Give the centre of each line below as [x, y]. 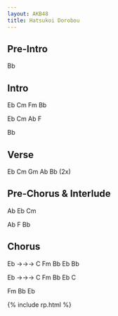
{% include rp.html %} [39, 305]
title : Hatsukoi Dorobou [44, 20]
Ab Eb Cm [22, 211]
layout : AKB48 [28, 14]
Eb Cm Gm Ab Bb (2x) [39, 171]
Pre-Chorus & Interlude [59, 194]
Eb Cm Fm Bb [27, 105]
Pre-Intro [27, 49]
